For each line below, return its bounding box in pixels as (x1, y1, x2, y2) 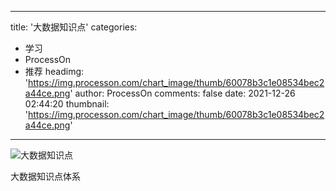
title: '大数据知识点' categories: (10, 21, 138, 33)
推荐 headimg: (24, 66, 85, 77)
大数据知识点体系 (10, 171, 81, 182)
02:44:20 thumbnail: (24, 98, 110, 110)
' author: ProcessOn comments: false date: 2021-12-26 (69, 87, 296, 99)
